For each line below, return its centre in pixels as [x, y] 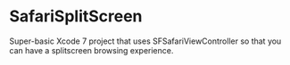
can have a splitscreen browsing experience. [91, 50]
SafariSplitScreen [76, 16]
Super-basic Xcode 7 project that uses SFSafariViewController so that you [145, 41]
